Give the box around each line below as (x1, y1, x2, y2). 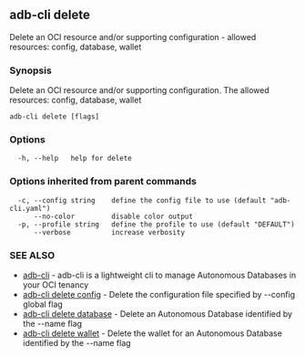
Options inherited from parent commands (9, 175, 198, 188)
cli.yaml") (9, 204, 51, 213)
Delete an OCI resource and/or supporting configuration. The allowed (9, 85, 270, 96)
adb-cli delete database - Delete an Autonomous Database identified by (22, 309, 293, 319)
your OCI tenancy (22, 279, 89, 290)
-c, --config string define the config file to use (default (17, 195, 267, 205)
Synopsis (9, 64, 52, 77)
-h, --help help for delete (17, 154, 132, 163)
